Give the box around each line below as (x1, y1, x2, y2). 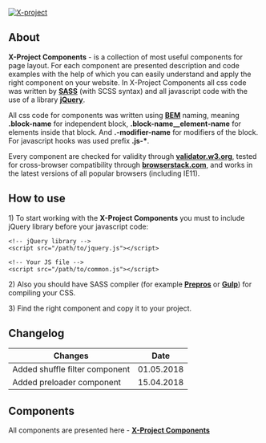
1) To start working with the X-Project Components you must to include (8, 213, 245, 222)
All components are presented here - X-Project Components (8, 425, 211, 435)
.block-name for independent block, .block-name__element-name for (8, 119, 242, 128)
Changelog (8, 327, 65, 340)
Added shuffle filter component (12, 364, 131, 375)
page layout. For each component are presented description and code (8, 60, 240, 70)
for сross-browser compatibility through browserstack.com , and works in (8, 160, 253, 169)
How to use (8, 192, 66, 205)
